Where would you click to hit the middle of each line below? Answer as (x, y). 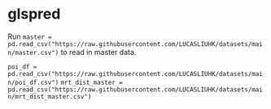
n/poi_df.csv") (33, 82)
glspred (34, 14)
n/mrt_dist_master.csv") (50, 96)
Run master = (30, 36)
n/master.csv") (33, 52)
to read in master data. (98, 52)
